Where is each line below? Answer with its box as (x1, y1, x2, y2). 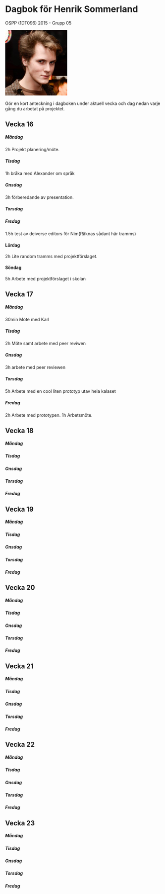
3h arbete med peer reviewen (5, 364, 66, 370)
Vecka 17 (5, 290, 33, 299)
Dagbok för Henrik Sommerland (5, 3, 138, 15)
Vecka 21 (5, 662, 34, 670)
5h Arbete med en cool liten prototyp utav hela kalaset (5, 388, 116, 394)
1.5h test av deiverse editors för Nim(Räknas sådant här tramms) (5, 231, 136, 237)
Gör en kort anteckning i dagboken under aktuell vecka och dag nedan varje (5, 100, 161, 106)
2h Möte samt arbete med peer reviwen (5, 341, 86, 347)
